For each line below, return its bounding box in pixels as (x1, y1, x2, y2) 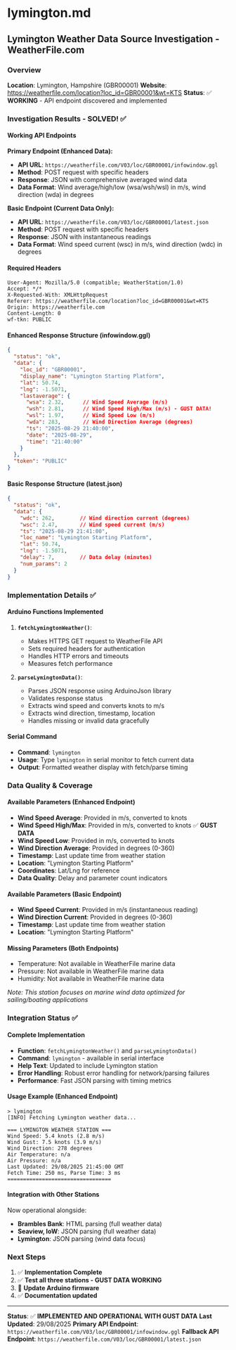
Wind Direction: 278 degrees (7, 1145, 93, 1152)
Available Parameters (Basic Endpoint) (7, 889, 122, 898)
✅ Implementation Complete (17, 1268, 103, 1277)
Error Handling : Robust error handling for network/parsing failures (17, 1069, 210, 1077)
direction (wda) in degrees (17, 191, 94, 198)
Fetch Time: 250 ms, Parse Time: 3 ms (7, 1169, 121, 1176)
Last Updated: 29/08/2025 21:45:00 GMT (7, 1163, 124, 1170)
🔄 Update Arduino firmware (17, 1284, 100, 1292)
